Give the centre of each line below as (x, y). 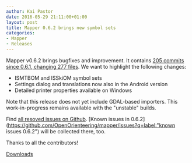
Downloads (20, 154)
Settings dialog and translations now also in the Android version (91, 84)
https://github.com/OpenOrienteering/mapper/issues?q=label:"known (92, 125)
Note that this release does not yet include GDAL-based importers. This (92, 101)
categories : (20, 33)
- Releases (19, 44)
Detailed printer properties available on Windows (73, 90)
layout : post (22, 22)
